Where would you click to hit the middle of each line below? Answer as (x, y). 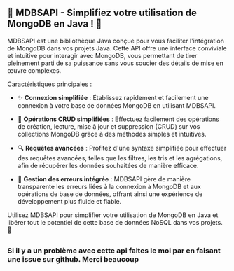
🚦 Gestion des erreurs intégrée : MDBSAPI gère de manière (104, 179)
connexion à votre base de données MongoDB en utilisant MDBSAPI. (116, 105)
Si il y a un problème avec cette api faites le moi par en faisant (114, 251)
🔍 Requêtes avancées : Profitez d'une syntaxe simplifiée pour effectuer (122, 148)
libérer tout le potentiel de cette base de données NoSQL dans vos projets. (115, 222)
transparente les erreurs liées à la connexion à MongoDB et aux (109, 186)
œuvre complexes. (34, 70)
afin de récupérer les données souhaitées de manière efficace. (108, 165)
